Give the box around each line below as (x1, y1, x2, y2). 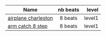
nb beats (57, 6, 79, 13)
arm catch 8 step (7, 23, 48, 29)
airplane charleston (7, 15, 53, 21)
